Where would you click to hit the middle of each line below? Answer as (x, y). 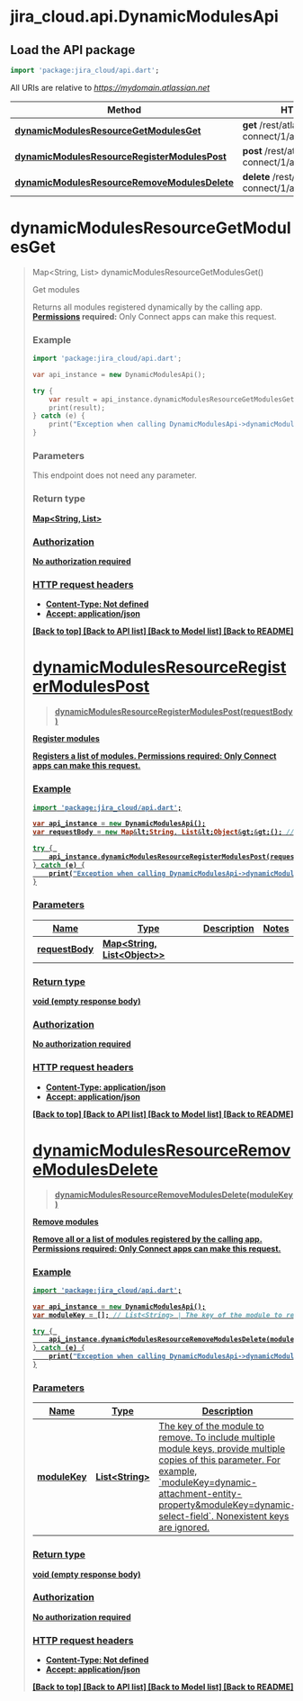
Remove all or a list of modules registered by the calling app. (147, 1238)
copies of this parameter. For (220, 1460)
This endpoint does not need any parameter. (114, 475)
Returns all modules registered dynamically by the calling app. (147, 307)
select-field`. (187, 1516)
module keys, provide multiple (222, 1449)
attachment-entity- (201, 1494)
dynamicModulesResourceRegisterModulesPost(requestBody (174, 712)
